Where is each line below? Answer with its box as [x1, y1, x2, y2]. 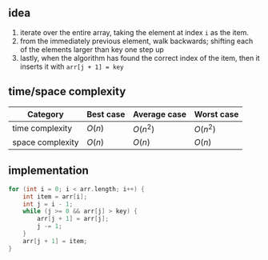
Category [27, 108, 64, 119]
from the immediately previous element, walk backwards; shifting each [19, 36, 254, 46]
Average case [133, 108, 186, 119]
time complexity [12, 123, 73, 134]
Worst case [194, 108, 239, 119]
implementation [8, 164, 90, 178]
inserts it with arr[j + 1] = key [19, 62, 124, 71]
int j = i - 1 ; [22, 200, 74, 208]
